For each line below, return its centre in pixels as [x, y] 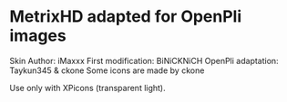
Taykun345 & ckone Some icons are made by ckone [107, 70]
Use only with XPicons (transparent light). [87, 88]
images [38, 36]
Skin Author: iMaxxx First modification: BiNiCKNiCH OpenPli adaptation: [144, 60]
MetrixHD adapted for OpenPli [126, 17]
